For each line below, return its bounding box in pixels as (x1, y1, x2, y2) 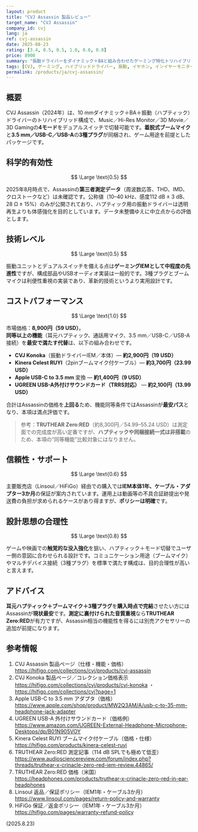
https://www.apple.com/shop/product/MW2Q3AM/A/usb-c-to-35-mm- (14, 702, 188, 709)
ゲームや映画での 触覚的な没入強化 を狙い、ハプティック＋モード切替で (6, 545, 176, 552)
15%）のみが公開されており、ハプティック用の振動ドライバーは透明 (24, 200, 189, 207)
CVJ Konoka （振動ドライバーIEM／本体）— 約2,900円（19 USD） (14, 352, 177, 359)
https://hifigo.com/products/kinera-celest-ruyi (14, 741, 127, 748)
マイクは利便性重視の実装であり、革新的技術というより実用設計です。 (6, 277, 176, 284)
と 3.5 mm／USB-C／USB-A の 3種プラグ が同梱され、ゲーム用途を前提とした (6, 131, 191, 139)
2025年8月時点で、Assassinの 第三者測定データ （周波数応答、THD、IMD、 (6, 185, 189, 192)
